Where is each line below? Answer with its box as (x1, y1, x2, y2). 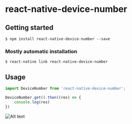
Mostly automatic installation (5, 48, 78, 55)
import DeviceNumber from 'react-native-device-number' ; (5, 86, 126, 91)
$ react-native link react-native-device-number (5, 59, 108, 64)
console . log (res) (14, 100, 50, 105)
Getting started (5, 23, 54, 32)
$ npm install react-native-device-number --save (5, 36, 111, 41)
